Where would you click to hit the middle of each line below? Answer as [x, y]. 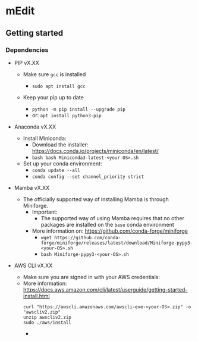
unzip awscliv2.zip [47, 317]
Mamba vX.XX [32, 187]
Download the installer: [60, 145]
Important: [45, 212]
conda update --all [56, 170]
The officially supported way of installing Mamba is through [96, 199]
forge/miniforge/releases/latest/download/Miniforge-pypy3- [117, 243]
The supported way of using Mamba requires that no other [113, 218]
